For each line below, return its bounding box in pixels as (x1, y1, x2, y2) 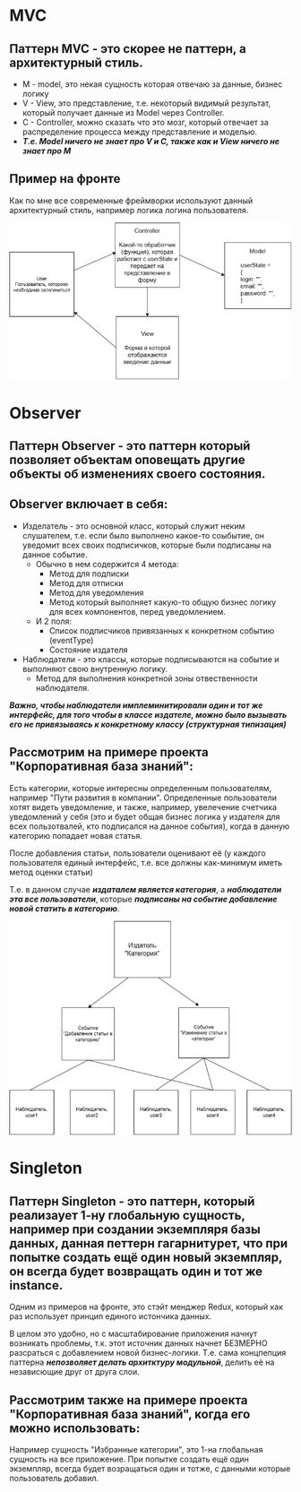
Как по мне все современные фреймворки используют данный (9, 194, 254, 206)
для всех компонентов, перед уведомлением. (48, 606, 227, 617)
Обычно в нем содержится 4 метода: (35, 558, 179, 569)
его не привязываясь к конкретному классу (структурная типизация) (9, 719, 287, 729)
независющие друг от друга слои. (9, 1367, 141, 1377)
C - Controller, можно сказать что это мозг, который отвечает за (21, 117, 269, 127)
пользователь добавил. (9, 1472, 99, 1483)
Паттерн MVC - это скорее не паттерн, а (9, 41, 246, 56)
